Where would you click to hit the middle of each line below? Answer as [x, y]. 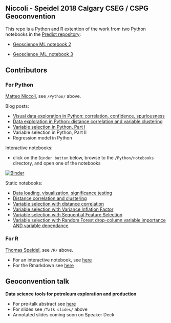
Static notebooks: [24, 183]
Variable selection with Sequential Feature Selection [68, 214]
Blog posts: [17, 106]
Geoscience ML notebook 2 [42, 44]
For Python [19, 85]
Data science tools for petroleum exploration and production [71, 294]
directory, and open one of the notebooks [57, 163]
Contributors [26, 70]
